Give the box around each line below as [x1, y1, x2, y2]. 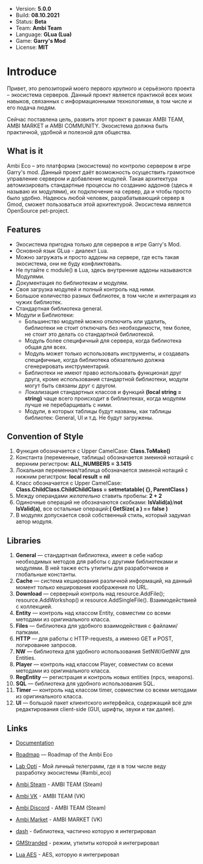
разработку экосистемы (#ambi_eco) [15, 769, 112, 776]
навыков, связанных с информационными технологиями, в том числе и [7, 97, 192, 105]
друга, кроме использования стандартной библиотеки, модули [24, 375, 188, 382]
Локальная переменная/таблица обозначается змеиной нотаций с [15, 466, 188, 474]
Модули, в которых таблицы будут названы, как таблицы [24, 407, 172, 414]
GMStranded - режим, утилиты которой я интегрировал [15, 839, 159, 846]
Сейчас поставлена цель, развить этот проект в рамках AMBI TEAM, [7, 115, 185, 123]
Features [7, 225, 41, 235]
